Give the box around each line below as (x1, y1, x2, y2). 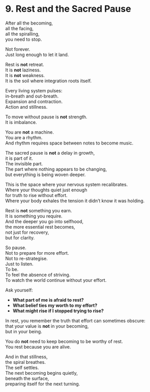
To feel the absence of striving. (5, 272, 71, 278)
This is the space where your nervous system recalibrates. (5, 181, 128, 187)
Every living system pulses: (5, 87, 63, 93)
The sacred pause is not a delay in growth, (5, 150, 95, 156)
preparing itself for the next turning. (5, 381, 80, 387)
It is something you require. (5, 213, 63, 219)
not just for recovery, (5, 229, 49, 235)
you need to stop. (5, 36, 42, 42)
